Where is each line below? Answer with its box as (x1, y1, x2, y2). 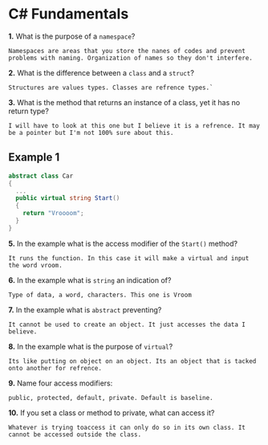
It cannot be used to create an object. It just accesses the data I (8, 320, 246, 329)
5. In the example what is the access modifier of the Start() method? (8, 239, 238, 248)
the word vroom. (8, 261, 63, 269)
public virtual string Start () (15, 194, 120, 202)
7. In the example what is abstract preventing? (8, 304, 162, 314)
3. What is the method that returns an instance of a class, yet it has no (8, 97, 241, 107)
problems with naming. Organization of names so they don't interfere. (8, 54, 253, 62)
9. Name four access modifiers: (8, 378, 113, 388)
